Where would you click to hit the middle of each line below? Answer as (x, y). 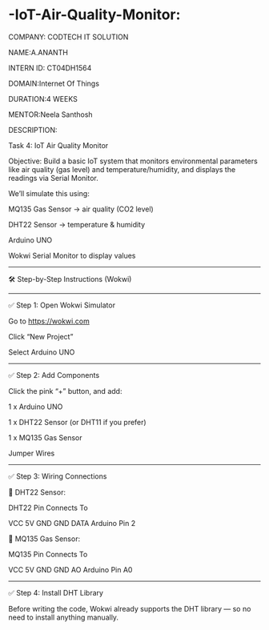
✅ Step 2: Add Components (54, 375)
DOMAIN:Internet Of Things (54, 83)
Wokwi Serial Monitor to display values (72, 255)
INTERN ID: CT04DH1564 (50, 68)
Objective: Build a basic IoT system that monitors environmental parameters (133, 161)
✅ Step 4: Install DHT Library (56, 592)
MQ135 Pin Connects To (48, 554)
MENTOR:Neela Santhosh (51, 114)
